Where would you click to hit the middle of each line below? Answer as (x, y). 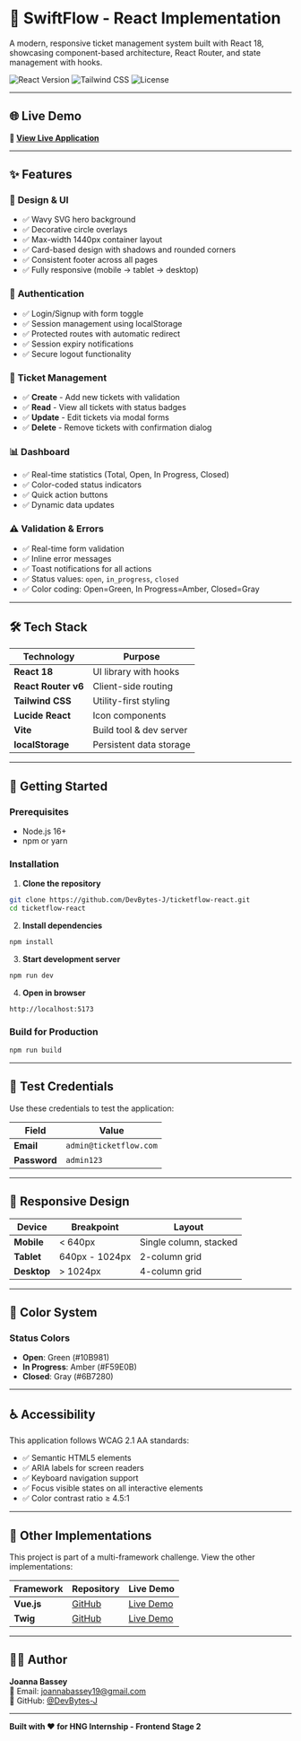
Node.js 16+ (44, 831)
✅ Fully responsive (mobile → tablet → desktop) (110, 270)
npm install (31, 942)
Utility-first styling (131, 701)
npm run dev (31, 976)
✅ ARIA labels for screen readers (83, 1468)
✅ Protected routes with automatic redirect (101, 333)
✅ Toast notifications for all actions (87, 568)
